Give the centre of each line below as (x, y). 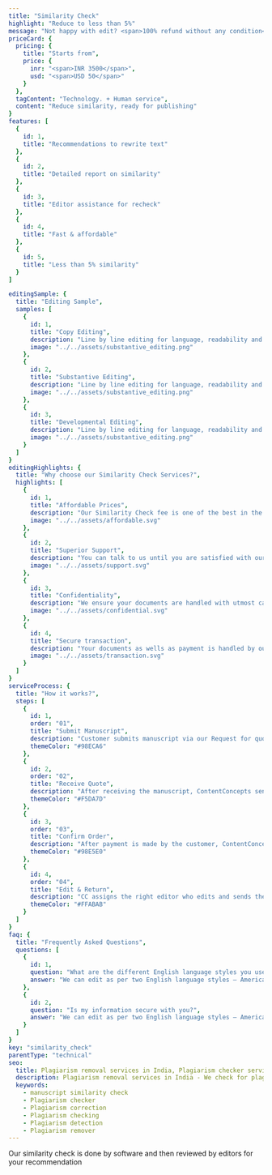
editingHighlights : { (45, 468)
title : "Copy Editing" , (70, 332)
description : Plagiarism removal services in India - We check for (132, 1078)
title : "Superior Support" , (77, 551)
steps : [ (30, 701)
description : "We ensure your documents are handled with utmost (142, 603)
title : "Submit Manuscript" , (79, 731)
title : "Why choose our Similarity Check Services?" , (108, 475)
